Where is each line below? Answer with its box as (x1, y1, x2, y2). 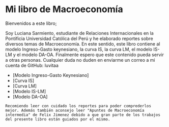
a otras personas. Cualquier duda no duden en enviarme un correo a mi (5, 57, 155, 63)
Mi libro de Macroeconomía (5, 4, 123, 15)
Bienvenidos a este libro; (5, 20, 57, 26)
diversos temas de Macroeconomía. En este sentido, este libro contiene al (5, 40, 160, 47)
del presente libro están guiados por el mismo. (5, 116, 110, 122)
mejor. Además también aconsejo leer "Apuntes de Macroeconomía (5, 108, 145, 113)
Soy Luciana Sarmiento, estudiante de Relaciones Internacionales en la (5, 30, 154, 36)
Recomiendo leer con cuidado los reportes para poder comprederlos (5, 103, 152, 108)
